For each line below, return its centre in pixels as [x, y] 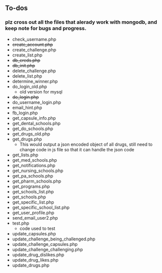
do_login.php [26, 97]
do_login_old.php [30, 87]
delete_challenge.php [34, 71]
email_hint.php [27, 107]
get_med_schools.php [35, 160]
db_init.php [24, 65]
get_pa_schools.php [32, 176]
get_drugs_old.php [31, 134]
